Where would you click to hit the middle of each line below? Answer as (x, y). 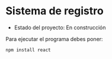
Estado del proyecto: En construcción (60, 27)
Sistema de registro (55, 11)
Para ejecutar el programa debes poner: (54, 39)
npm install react (28, 50)
